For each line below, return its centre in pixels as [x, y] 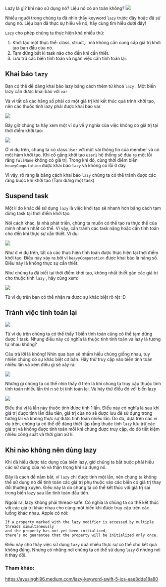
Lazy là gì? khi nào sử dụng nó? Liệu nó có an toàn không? [65, 8]
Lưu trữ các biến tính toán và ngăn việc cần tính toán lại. [70, 58]
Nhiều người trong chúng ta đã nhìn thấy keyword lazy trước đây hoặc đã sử [83, 18]
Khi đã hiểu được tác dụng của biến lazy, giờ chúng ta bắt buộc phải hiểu [80, 462]
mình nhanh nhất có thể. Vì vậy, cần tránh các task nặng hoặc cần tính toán [82, 228]
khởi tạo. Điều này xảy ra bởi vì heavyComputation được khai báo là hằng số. [82, 258]
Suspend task [27, 196]
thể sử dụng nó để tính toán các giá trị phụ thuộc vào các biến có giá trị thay [83, 482]
